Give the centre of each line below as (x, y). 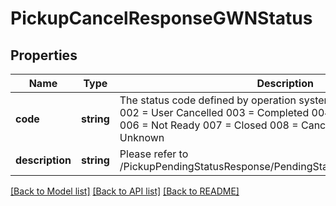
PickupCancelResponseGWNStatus (161, 18)
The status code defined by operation (208, 100)
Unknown (142, 137)
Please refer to (154, 154)
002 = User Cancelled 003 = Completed (214, 112)
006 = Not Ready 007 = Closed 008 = (209, 125)
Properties (44, 55)
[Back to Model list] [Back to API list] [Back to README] (125, 191)
